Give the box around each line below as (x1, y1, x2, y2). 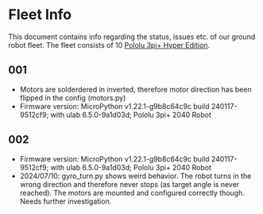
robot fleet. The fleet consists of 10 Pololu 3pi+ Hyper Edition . (8, 40, 211, 49)
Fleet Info (8, 6, 72, 24)
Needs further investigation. (19, 196, 112, 206)
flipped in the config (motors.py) (19, 93, 126, 103)
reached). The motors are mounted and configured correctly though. (19, 188, 245, 197)
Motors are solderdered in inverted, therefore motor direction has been (19, 84, 252, 94)
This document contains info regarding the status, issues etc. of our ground (8, 32, 256, 41)
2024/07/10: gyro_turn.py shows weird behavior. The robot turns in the (19, 171, 252, 181)
